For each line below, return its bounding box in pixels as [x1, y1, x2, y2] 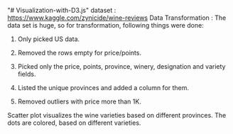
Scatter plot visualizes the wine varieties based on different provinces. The [7, 111, 227, 119]
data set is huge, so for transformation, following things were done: [7, 21, 204, 29]
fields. [17, 70, 36, 78]
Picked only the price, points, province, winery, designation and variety [17, 62, 226, 70]
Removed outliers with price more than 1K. [17, 97, 142, 106]
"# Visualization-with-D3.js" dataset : [7, 6, 116, 14]
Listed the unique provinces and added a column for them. [17, 84, 190, 91]
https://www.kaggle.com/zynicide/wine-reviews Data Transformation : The [7, 13, 227, 22]
